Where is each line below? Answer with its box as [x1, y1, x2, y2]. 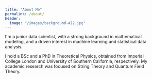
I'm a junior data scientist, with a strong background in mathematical [5, 34, 142, 39]
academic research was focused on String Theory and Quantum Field [5, 64, 144, 69]
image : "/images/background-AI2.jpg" [9, 20, 86, 26]
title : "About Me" [5, 7, 42, 12]
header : [5, 16, 21, 21]
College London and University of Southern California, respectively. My [5, 58, 148, 64]
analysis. [5, 44, 23, 50]
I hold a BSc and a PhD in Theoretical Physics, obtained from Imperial [5, 53, 144, 59]
